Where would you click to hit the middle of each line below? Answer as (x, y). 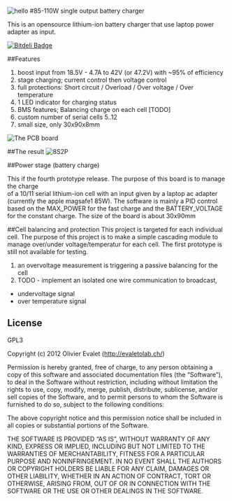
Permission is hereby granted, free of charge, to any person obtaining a (110, 367)
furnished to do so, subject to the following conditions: (86, 404)
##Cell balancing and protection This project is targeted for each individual (115, 230)
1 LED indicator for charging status (67, 102)
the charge (23, 186)
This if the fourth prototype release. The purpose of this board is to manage (116, 179)
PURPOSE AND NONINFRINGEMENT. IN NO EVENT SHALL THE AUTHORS (115, 461)
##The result (26, 151)
